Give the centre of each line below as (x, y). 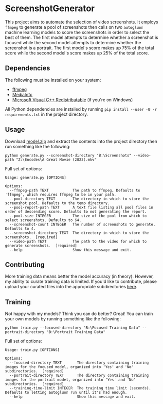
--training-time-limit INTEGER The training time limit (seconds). (80, 388)
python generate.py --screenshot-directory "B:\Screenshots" (68, 155)
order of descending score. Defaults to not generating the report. (76, 211)
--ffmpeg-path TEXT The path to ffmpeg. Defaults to (75, 190)
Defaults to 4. (20, 228)
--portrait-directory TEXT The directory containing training (79, 376)
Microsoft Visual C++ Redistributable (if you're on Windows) (72, 100)
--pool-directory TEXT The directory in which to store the (79, 199)
